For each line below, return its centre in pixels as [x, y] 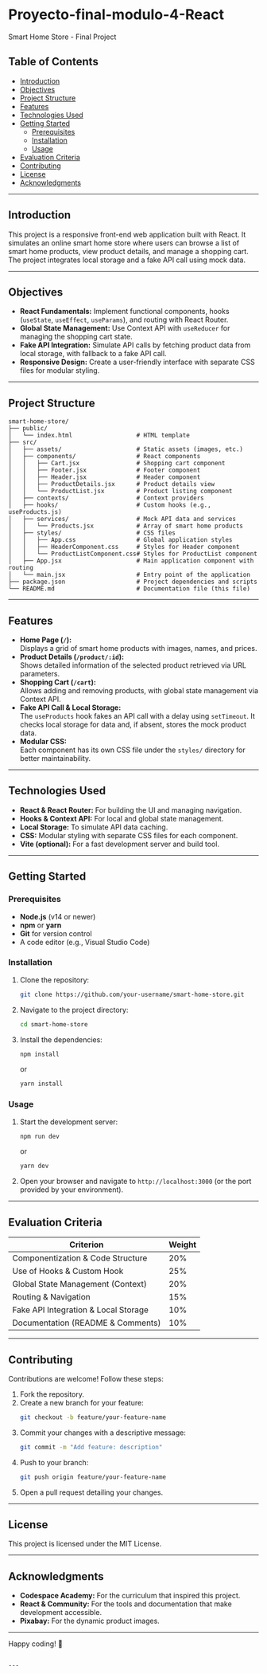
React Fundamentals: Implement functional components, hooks [124, 312]
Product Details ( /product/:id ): [72, 657]
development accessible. [60, 1613]
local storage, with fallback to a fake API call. [93, 354]
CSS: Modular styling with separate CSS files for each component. [129, 835]
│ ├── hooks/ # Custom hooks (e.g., [110, 505]
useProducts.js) [35, 512]
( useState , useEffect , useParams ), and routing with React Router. [124, 320]
